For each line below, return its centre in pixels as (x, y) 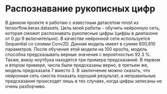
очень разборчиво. (25, 86)
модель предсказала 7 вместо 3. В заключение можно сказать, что (77, 70)
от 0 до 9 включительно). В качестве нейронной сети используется (78, 38)
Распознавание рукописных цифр (80, 9)
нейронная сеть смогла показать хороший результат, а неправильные (80, 75)
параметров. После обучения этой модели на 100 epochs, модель (76, 49)
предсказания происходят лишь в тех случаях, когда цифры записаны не (83, 81)
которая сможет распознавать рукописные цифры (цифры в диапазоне (82, 33)
